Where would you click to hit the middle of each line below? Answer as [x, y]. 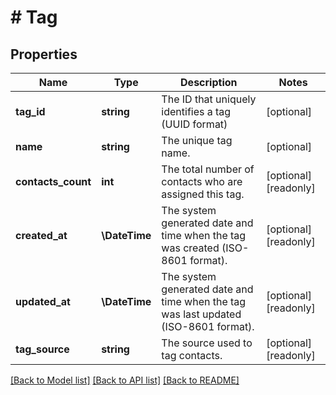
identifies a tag [196, 111]
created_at [41, 235]
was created [190, 248]
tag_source [42, 349]
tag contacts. [192, 355]
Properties [44, 54]
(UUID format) [194, 124]
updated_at [43, 301]
